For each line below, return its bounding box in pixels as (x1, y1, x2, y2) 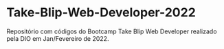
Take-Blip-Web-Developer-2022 (6, 5, 197, 20)
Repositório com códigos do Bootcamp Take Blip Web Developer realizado (6, 27, 217, 35)
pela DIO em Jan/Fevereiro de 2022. (6, 34, 109, 42)
